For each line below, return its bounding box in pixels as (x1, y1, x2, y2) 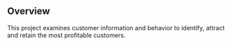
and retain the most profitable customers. (7, 31, 126, 39)
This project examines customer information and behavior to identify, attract (7, 23, 225, 32)
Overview (7, 5, 51, 17)
